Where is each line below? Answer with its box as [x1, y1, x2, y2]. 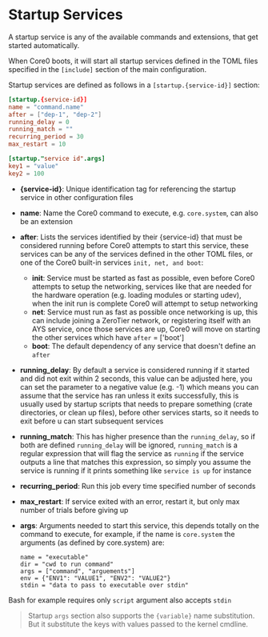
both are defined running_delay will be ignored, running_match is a [19, 440, 238, 450]
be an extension [19, 216, 74, 226]
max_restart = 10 [8, 140, 66, 149]
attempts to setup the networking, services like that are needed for [31, 282, 252, 291]
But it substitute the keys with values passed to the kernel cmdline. [27, 619, 249, 629]
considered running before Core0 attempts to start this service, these [19, 240, 250, 250]
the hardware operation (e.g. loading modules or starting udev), [31, 290, 242, 299]
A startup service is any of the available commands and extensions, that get [8, 32, 258, 42]
